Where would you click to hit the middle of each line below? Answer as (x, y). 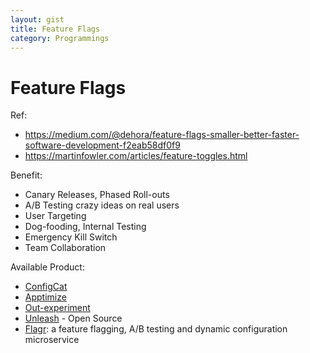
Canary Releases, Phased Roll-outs (97, 195)
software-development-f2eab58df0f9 (102, 145)
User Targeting (55, 216)
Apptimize (45, 297)
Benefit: (26, 175)
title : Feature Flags (55, 29)
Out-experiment (57, 308)
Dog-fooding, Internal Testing (85, 227)
